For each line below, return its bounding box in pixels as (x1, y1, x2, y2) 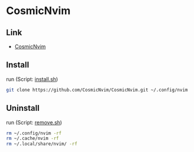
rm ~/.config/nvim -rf (6, 130, 62, 136)
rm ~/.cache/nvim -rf (6, 136, 59, 141)
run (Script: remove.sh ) (6, 119, 62, 126)
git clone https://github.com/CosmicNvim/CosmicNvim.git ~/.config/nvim (6, 87, 188, 93)
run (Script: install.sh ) (6, 75, 58, 83)
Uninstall (6, 103, 40, 113)
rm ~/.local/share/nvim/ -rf (6, 141, 78, 147)
